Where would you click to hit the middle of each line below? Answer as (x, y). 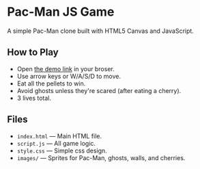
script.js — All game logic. (56, 143)
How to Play (33, 52)
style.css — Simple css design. (62, 151)
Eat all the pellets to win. (51, 83)
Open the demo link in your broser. (66, 68)
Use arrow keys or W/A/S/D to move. (69, 76)
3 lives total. (34, 98)
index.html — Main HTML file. (59, 136)
